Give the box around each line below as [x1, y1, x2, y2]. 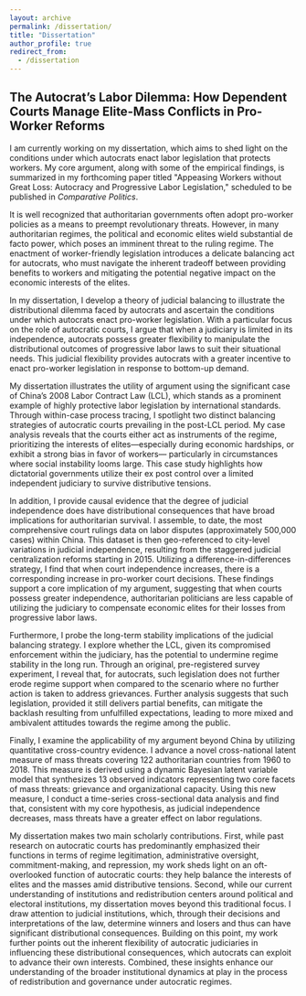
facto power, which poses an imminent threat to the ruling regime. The [9, 238, 274, 249]
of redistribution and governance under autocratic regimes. [9, 976, 233, 987]
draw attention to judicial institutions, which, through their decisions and [9, 907, 280, 919]
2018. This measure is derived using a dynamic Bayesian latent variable [9, 764, 279, 775]
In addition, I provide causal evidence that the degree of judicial [9, 495, 249, 506]
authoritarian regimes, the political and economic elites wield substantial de [9, 228, 294, 239]
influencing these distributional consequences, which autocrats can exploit [9, 947, 292, 958]
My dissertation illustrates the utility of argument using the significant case [9, 380, 290, 391]
